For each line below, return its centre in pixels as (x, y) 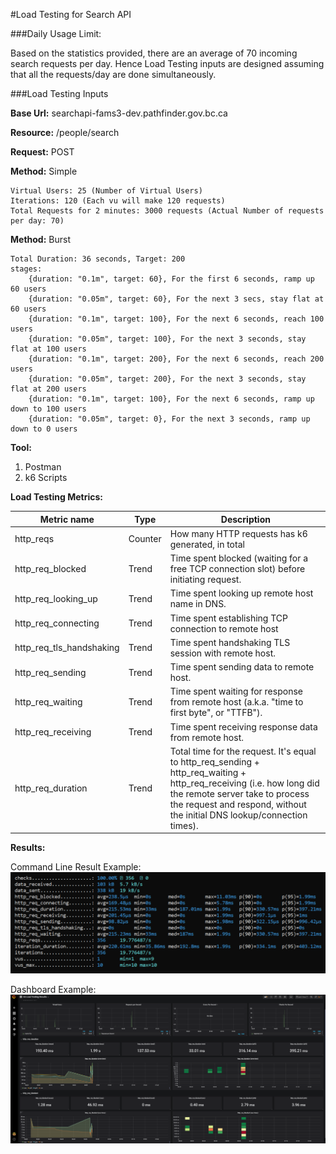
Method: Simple (44, 171)
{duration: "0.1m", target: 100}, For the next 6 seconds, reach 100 (176, 319)
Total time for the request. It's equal (243, 751)
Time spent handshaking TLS (230, 642)
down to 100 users (48, 409)
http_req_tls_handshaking (67, 648)
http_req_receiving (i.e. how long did (244, 783)
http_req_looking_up (56, 598)
